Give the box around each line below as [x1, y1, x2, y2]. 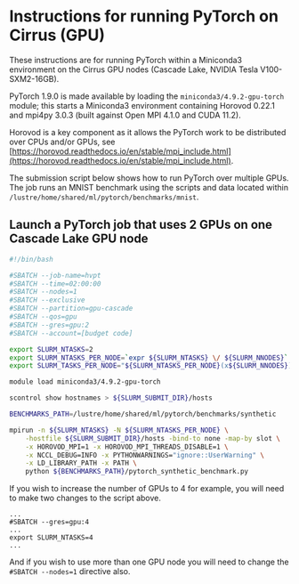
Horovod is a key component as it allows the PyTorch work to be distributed [9, 126, 287, 137]
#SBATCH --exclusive [9, 296, 86, 304]
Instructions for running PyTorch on [9, 6, 279, 27]
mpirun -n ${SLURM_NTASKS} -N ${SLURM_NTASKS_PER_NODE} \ [9, 426, 229, 434]
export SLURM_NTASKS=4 [9, 533, 93, 542]
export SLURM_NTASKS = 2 [9, 345, 93, 353]
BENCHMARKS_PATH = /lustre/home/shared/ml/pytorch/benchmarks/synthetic [9, 410, 277, 418]
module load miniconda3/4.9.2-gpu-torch [9, 377, 162, 386]
